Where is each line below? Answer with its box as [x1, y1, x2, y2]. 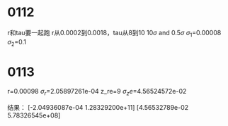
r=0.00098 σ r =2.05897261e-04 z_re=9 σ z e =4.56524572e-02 [7, 87, 187, 97]
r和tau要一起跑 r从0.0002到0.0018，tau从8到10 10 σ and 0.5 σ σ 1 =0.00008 [7, 28, 222, 39]
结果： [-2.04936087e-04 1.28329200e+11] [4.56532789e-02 [7, 103, 189, 112]
